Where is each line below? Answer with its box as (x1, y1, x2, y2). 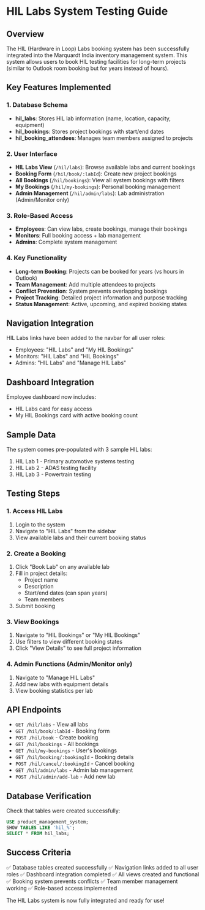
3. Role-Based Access (6, 211, 73, 220)
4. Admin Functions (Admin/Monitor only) (6, 660, 133, 668)
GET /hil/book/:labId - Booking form (15, 727, 110, 735)
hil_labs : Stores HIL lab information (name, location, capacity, (15, 115, 171, 122)
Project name (24, 576, 58, 584)
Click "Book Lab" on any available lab (15, 563, 110, 570)
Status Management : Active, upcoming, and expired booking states (15, 300, 187, 307)
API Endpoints (6, 704, 62, 715)
